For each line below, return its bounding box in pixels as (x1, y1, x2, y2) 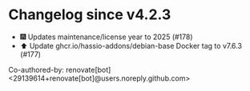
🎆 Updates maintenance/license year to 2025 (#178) (19, 32, 194, 42)
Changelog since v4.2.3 (8, 6, 171, 24)
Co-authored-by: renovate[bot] (8, 65, 111, 74)
